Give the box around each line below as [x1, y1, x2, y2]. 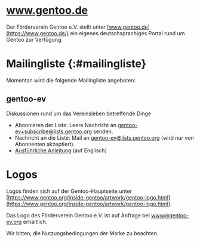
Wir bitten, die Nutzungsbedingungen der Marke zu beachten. [6, 229, 159, 236]
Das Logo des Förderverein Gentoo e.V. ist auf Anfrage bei [6, 211, 150, 219]
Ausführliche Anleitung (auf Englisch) [14, 147, 107, 154]
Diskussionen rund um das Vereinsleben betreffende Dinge [6, 110, 152, 117]
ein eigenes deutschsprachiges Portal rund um [70, 29, 185, 36]
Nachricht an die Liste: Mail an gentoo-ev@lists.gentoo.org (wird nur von [14, 134, 194, 141]
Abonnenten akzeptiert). [14, 140, 75, 147]
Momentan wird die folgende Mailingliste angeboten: [6, 76, 136, 84]
